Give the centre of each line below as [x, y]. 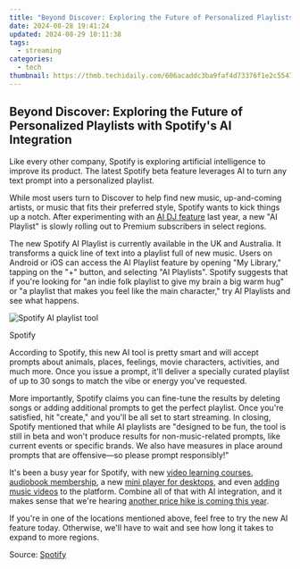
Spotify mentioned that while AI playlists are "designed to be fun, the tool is [148, 426]
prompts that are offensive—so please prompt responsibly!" [119, 455]
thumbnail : [29, 76]
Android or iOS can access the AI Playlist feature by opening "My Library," [146, 262]
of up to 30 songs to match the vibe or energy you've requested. [128, 381]
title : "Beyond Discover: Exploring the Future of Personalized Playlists [151, 17]
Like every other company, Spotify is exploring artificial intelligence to [137, 161]
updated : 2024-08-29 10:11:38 [66, 34]
